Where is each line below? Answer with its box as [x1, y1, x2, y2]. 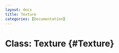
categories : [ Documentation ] [5, 16, 65, 21]
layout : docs [5, 7, 32, 12]
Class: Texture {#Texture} [5, 38, 115, 49]
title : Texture [5, 12, 37, 17]
